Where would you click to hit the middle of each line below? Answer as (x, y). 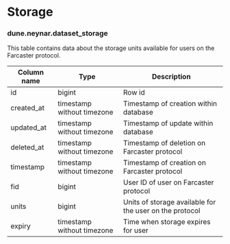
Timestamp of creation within (170, 103)
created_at (28, 108)
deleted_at (27, 147)
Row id (134, 93)
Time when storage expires (167, 222)
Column (31, 73)
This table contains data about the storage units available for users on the (111, 48)
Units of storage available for (169, 202)
